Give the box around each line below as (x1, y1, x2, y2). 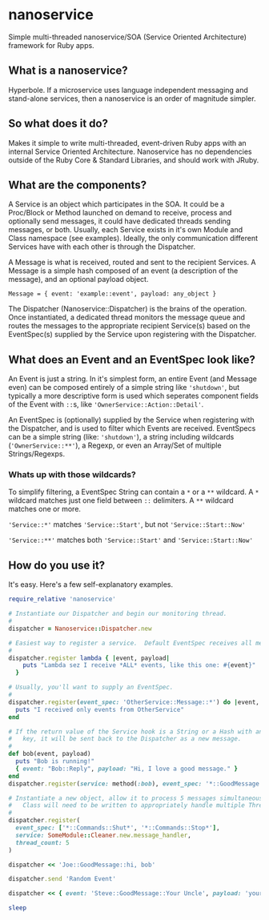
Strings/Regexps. (8, 449, 66, 459)
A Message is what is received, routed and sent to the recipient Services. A (8, 258, 256, 267)
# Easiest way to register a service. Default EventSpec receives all (8, 639, 252, 647)
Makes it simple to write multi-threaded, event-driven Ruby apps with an (8, 138, 247, 147)
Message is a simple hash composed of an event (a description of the (8, 266, 239, 275)
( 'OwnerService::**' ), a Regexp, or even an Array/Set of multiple (8, 440, 222, 450)
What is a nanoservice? (8, 64, 128, 78)
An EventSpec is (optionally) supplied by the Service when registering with (8, 415, 255, 425)
